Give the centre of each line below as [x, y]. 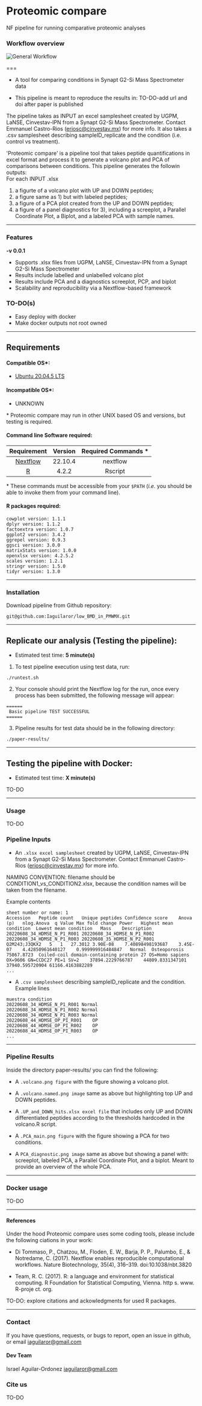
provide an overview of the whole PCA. [63, 1166]
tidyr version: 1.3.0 [33, 572]
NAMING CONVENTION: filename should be [61, 877]
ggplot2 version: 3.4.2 [36, 535]
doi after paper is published [49, 104]
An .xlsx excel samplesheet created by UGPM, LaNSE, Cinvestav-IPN [102, 852]
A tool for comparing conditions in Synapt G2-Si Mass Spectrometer [99, 80]
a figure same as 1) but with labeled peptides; [71, 197]
